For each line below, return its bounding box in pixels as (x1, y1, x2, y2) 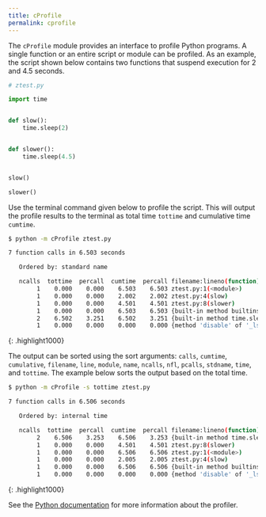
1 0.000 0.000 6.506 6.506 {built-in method (36, 463, 228, 471)
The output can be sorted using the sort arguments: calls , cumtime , (8, 352, 228, 361)
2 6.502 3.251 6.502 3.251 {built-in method (36, 314, 228, 322)
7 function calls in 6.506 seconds (8, 397, 126, 406)
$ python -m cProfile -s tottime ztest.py (8, 383, 150, 392)
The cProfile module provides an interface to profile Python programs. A (8, 40, 247, 50)
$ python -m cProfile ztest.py (8, 234, 112, 242)
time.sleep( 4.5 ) (22, 152, 77, 161)
